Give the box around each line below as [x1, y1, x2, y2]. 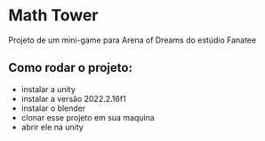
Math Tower [8, 5, 99, 26]
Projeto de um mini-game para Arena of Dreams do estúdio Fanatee [8, 35, 257, 45]
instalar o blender [20, 103, 86, 114]
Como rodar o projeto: [8, 60, 132, 75]
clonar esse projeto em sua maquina [20, 112, 155, 122]
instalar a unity [20, 83, 76, 94]
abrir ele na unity [20, 121, 84, 132]
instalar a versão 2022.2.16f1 [20, 93, 126, 104]
